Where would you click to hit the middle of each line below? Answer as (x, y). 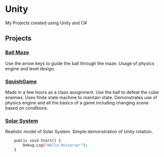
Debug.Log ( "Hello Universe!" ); (55, 145)
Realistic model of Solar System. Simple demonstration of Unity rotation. (79, 132)
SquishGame (21, 81)
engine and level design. (30, 68)
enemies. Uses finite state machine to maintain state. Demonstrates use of (81, 97)
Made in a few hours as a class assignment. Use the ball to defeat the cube (82, 92)
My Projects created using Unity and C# (46, 23)
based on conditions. (27, 108)
